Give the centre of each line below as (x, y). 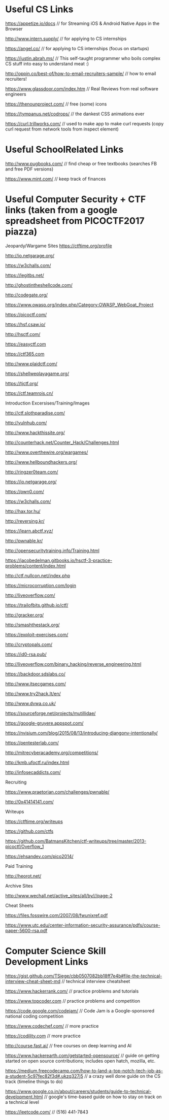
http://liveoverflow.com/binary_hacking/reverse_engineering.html (73, 664)
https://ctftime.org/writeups (34, 821)
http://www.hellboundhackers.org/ (41, 462)
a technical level (22, 1102)
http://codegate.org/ (27, 295)
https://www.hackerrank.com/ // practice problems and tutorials (72, 991)
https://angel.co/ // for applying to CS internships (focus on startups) (77, 48)
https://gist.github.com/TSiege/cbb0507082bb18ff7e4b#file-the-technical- (84, 976)
